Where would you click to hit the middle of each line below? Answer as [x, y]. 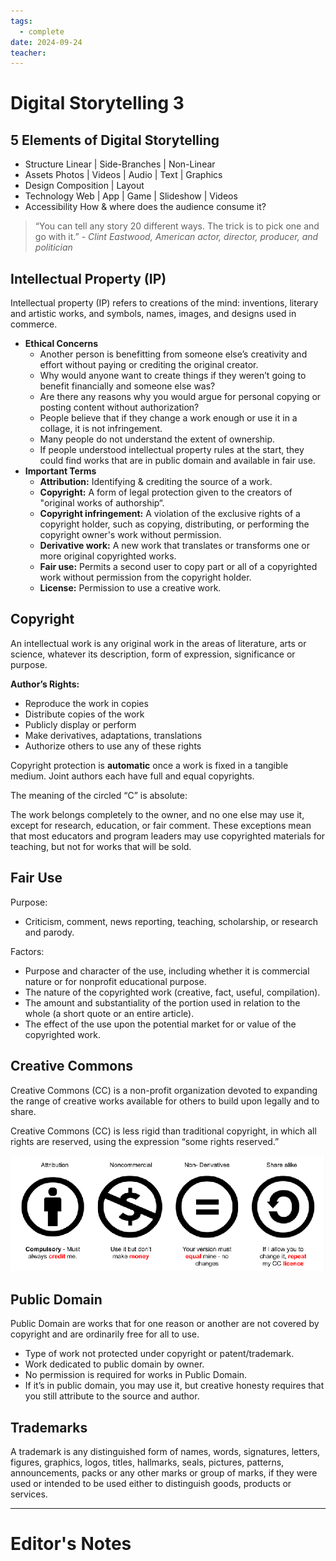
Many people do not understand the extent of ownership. [157, 439]
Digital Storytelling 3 [97, 103]
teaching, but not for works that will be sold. [101, 846]
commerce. [34, 324]
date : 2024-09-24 [46, 42]
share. [23, 1111]
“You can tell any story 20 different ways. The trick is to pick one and [177, 226]
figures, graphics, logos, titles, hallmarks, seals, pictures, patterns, [147, 1462]
